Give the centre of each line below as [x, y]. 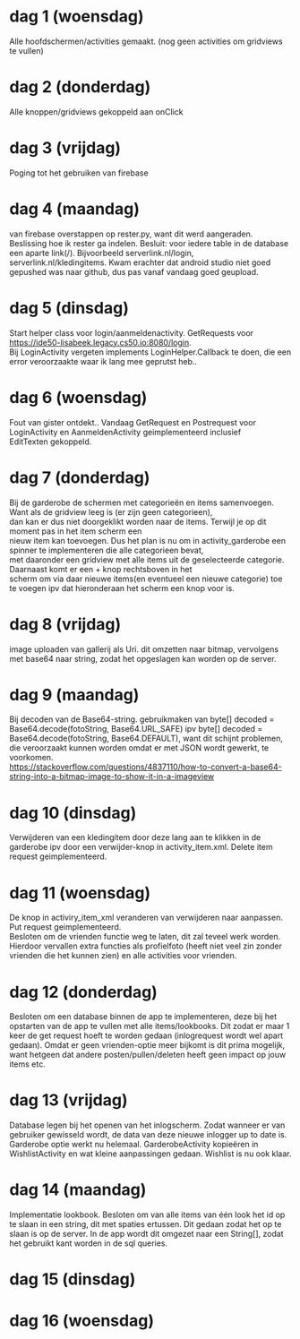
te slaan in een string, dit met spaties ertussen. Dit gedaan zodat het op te [146, 1224]
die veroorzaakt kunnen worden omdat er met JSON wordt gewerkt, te [139, 748]
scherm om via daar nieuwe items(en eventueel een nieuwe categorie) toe [146, 579]
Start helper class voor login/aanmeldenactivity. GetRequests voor [131, 332]
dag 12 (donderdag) [84, 992]
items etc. [28, 1064]
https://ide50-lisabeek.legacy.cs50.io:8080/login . [101, 342]
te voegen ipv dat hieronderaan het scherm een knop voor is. [122, 588]
